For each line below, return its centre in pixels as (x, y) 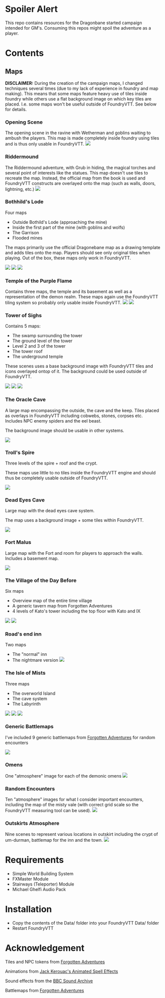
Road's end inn (23, 634)
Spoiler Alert (32, 9)
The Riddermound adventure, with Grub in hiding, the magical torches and (80, 167)
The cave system (30, 698)
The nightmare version (35, 660)
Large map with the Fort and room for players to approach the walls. (74, 553)
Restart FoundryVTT (33, 928)
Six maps (15, 591)
